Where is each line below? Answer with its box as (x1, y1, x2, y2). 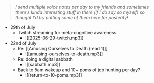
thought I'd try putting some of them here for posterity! (15, 15, 129, 20)
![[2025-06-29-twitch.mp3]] (25, 35, 84, 41)
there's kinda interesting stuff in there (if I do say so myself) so (15, 9, 145, 15)
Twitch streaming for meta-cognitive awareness (17, 30, 117, 35)
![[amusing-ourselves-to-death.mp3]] (25, 51, 103, 57)
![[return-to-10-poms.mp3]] (25, 72, 82, 78)
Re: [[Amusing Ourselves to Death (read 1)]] (17, 46, 108, 51)
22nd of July (10, 40, 37, 46)
